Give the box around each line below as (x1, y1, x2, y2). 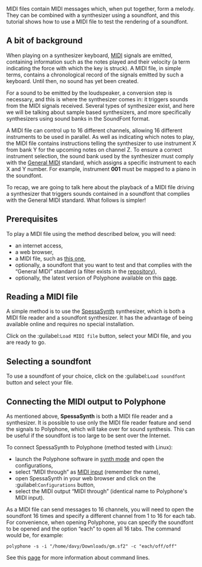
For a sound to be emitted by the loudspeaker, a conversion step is (6, 89, 172, 96)
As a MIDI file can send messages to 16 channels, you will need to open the (6, 506, 194, 513)
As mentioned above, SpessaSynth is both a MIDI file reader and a (6, 412, 173, 420)
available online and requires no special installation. (6, 321, 135, 328)
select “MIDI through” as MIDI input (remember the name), (15, 468, 160, 475)
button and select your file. (6, 379, 74, 386)
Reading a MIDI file (6, 292, 79, 302)
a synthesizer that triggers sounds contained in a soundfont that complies (6, 190, 191, 197)
